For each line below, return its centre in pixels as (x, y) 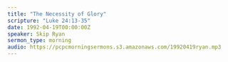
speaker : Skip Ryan (36, 34)
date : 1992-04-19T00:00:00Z (49, 27)
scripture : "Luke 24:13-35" (49, 21)
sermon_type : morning (40, 41)
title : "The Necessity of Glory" (57, 14)
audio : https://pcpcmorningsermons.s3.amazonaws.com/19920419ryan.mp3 (114, 47)
